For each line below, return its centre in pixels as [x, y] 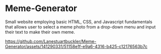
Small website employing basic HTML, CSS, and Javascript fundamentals [79, 22]
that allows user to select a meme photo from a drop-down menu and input [80, 27]
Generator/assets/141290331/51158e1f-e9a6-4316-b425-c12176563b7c [76, 46]
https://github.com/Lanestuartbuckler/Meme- [51, 41]
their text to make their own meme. [40, 32]
